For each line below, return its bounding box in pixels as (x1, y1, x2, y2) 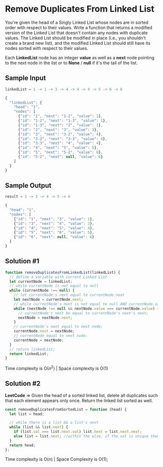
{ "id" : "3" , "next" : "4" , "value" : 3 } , (14, 221, 95, 226)
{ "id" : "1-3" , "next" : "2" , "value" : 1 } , (17, 122, 103, 127)
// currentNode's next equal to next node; (14, 324, 103, 329)
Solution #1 (5, 257, 40, 265)
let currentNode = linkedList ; (9, 279, 73, 284)
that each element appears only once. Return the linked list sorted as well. (5, 398, 153, 403)
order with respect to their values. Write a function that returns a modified (5, 24, 152, 30)
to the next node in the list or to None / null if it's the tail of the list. (5, 60, 138, 66)
